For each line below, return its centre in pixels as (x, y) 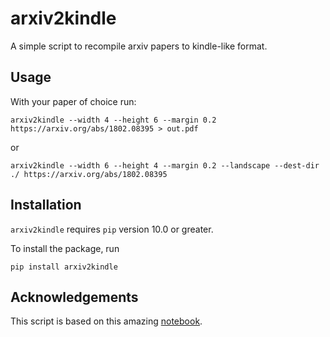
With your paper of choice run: (73, 101)
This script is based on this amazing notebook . (106, 321)
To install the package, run (65, 248)
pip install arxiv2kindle (64, 267)
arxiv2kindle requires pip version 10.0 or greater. (112, 229)
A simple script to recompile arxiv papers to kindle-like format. (139, 46)
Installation (46, 205)
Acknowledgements (74, 297)
